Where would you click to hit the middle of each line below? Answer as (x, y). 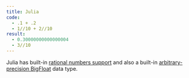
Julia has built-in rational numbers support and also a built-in (82, 62)
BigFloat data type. (54, 68)
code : (13, 17)
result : (16, 34)
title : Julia (23, 12)
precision (18, 68)
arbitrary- (171, 62)
